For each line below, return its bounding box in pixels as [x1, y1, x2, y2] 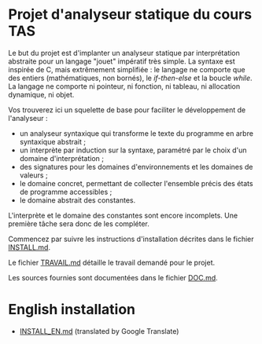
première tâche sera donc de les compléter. [8, 218, 149, 229]
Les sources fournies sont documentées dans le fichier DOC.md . [8, 273, 218, 282]
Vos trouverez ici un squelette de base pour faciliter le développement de [8, 104, 246, 115]
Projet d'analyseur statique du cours [8, 5, 253, 24]
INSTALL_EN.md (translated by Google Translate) [19, 326, 179, 335]
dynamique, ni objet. [8, 90, 75, 99]
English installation [8, 301, 136, 319]
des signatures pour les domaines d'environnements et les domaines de [19, 162, 253, 171]
